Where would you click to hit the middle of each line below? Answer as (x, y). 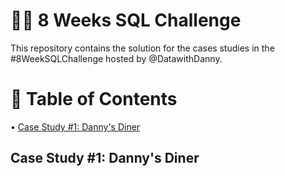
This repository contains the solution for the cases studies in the (142, 48)
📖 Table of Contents (94, 99)
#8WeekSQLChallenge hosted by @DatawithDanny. (116, 58)
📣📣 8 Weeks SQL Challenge (126, 20)
